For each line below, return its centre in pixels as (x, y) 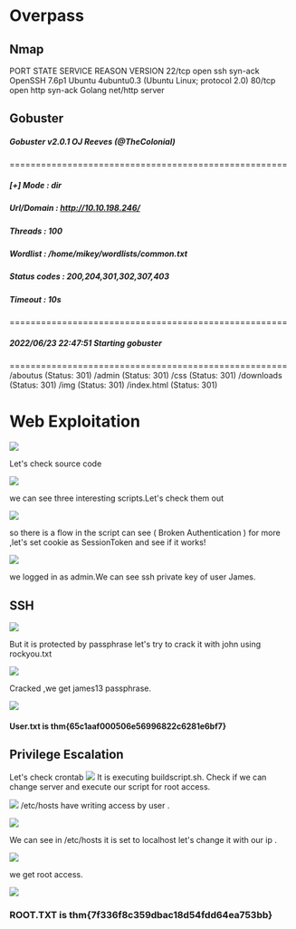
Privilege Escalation (67, 754)
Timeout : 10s (35, 299)
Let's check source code (56, 464)
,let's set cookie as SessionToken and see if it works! (108, 542)
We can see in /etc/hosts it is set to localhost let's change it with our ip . (143, 840)
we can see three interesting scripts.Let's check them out (117, 498)
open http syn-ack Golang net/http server (87, 90)
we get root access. (46, 875)
